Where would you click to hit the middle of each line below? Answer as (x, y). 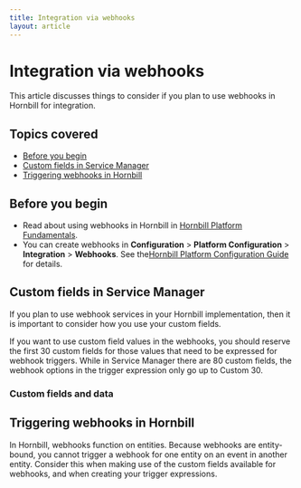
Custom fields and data (61, 393)
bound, (23, 455)
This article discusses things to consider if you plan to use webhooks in (142, 96)
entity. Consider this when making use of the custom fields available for (143, 464)
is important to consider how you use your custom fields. (115, 323)
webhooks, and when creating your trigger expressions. (113, 474)
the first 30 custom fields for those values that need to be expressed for (143, 350)
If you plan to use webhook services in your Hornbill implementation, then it (150, 314)
